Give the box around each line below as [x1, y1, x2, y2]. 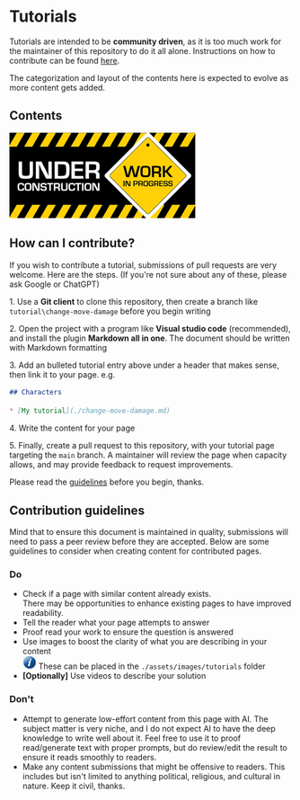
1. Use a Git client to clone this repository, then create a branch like [9, 296, 259, 307]
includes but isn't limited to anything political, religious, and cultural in [22, 770, 281, 781]
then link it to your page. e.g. [9, 369, 116, 379]
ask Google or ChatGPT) [9, 279, 101, 289]
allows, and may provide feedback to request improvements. [9, 459, 234, 470]
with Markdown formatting [9, 342, 108, 352]
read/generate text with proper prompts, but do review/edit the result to [22, 742, 287, 752]
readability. [22, 608, 65, 618]
